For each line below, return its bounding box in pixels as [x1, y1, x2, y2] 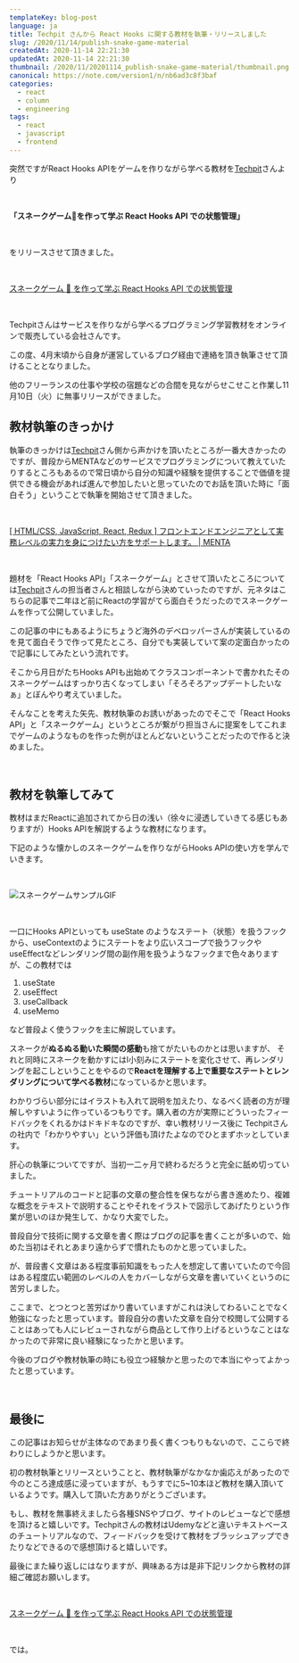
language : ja [9, 21, 58, 30]
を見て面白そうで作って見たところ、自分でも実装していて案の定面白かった [9, 636, 283, 647]
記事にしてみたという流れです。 [16, 648, 134, 658]
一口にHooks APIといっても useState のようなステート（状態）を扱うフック [9, 926, 287, 937]
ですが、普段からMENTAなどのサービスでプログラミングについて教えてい [9, 456, 278, 467]
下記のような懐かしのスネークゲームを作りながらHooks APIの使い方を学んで [9, 842, 290, 853]
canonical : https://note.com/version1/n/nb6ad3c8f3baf [9, 71, 218, 80]
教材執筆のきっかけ [9, 419, 114, 434]
